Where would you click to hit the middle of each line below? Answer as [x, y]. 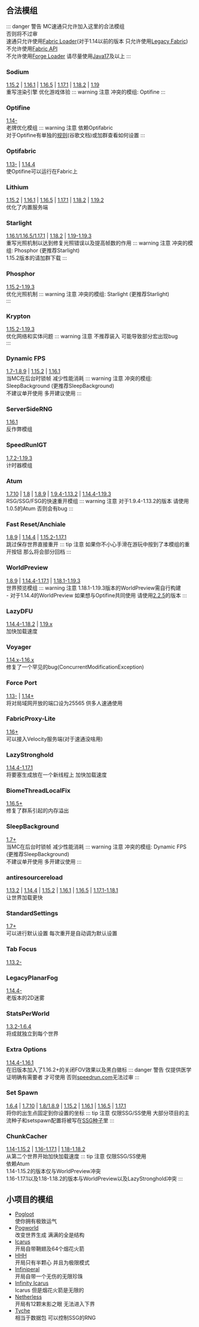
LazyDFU [20, 611]
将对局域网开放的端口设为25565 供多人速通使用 [65, 703]
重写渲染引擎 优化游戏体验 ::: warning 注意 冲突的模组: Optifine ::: [86, 92]
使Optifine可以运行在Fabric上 [42, 171]
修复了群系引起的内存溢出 [38, 811]
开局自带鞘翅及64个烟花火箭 [49, 1248]
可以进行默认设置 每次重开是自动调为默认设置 [62, 933]
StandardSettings [32, 913]
